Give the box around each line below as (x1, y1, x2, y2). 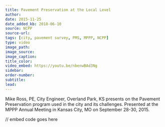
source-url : (5, 31, 30, 36)
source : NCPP (5, 26, 33, 31)
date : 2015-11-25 (5, 17, 42, 22)
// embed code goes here (5, 116, 58, 122)
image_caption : (5, 54, 37, 59)
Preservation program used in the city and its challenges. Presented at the (5, 101, 159, 107)
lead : (5, 82, 17, 87)
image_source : (5, 49, 35, 54)
